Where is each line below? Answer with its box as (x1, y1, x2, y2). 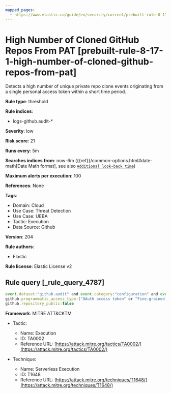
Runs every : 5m (5, 148, 39, 154)
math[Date (5, 163, 27, 169)
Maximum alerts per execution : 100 (5, 173, 81, 179)
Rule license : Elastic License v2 (5, 263, 72, 269)
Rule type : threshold (5, 99, 48, 105)
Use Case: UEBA (12, 213, 48, 219)
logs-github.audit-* (12, 118, 53, 125)
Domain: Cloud (12, 202, 44, 208)
